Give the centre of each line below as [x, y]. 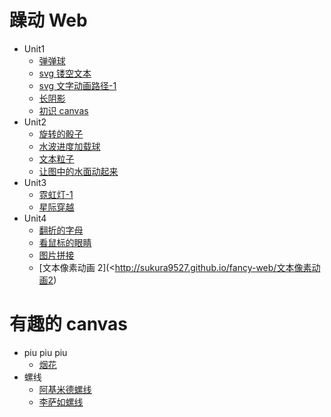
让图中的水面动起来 [78, 171]
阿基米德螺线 [65, 389]
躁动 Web [48, 20]
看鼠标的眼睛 [65, 242]
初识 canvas [63, 110]
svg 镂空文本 [65, 73]
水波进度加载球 [69, 146]
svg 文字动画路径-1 [77, 85]
